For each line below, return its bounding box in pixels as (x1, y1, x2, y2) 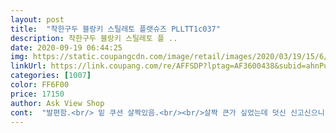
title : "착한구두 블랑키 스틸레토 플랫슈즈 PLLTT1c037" (10, 24, 221, 34)
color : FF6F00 (10, 80, 70, 90)
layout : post (10, 14, 65, 25)
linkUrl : (10, 61, 47, 71)
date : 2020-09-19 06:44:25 (10, 42, 123, 53)
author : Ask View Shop (10, 98, 105, 108)
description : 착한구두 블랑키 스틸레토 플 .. (10, 33, 178, 43)
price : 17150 (10, 89, 65, 99)
